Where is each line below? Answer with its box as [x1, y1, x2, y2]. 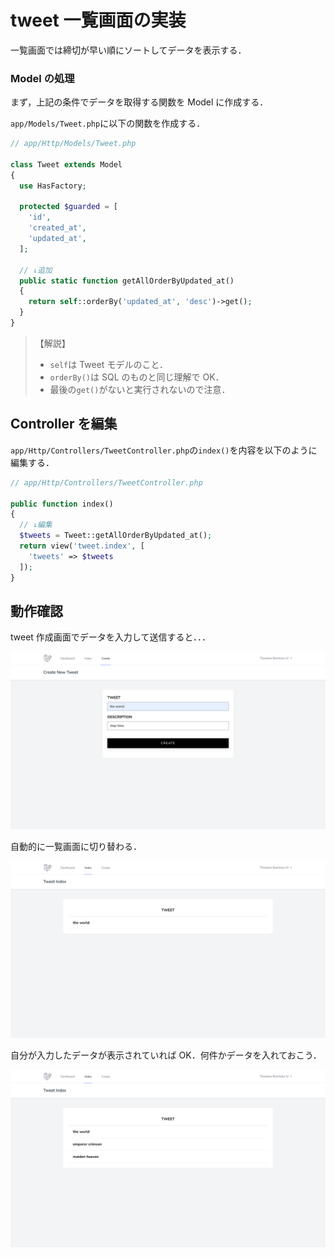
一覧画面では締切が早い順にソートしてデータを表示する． [10, 44, 247, 56]
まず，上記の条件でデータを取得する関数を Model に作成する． [10, 96, 269, 108]
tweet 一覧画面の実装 [10, 9, 187, 32]
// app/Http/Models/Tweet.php [10, 139, 137, 149]
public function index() [10, 499, 114, 509]
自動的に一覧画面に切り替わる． [10, 840, 142, 852]
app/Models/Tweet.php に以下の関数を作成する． [10, 117, 206, 130]
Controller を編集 [10, 416, 118, 433]
